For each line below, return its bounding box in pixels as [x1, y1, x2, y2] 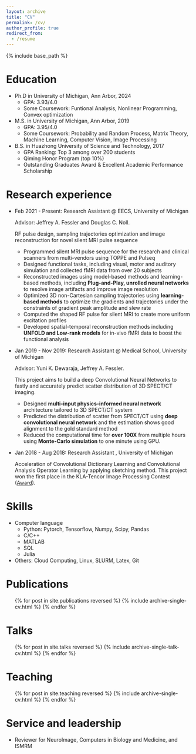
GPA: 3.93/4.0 [23, 98, 58, 105]
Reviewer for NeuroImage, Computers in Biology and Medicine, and [14, 736, 178, 743]
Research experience [6, 188, 112, 201]
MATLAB [23, 538, 45, 545]
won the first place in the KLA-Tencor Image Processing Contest [14, 472, 170, 480]
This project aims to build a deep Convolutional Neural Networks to [14, 376, 177, 383]
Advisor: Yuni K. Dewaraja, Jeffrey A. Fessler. [14, 365, 124, 372]
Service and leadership [6, 716, 121, 730]
